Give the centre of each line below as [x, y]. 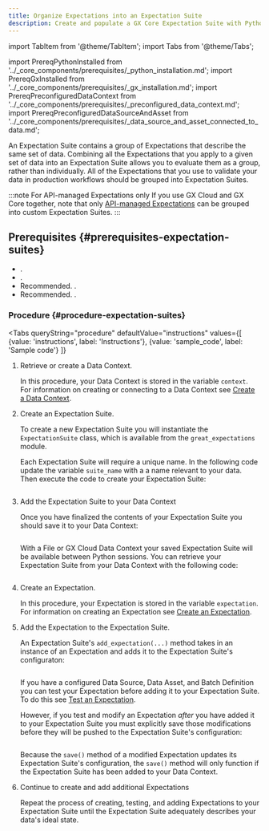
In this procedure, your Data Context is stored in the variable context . [134, 381]
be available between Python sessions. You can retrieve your [120, 556]
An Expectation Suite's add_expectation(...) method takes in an [126, 643]
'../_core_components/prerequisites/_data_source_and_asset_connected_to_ [133, 121]
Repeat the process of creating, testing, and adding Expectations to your [140, 802]
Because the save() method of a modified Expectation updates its [128, 754]
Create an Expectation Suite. [67, 413]
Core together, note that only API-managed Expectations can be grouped [129, 203]
